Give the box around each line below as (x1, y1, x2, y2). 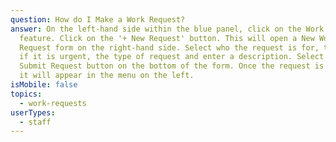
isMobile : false (10, 80, 78, 90)
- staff (19, 117, 52, 127)
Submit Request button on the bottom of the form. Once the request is (19, 61, 325, 71)
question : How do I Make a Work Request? (10, 14, 186, 25)
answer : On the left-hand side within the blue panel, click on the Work (10, 24, 325, 34)
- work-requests (19, 98, 87, 108)
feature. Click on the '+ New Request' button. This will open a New (19, 33, 315, 43)
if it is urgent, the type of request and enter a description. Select (19, 52, 325, 62)
